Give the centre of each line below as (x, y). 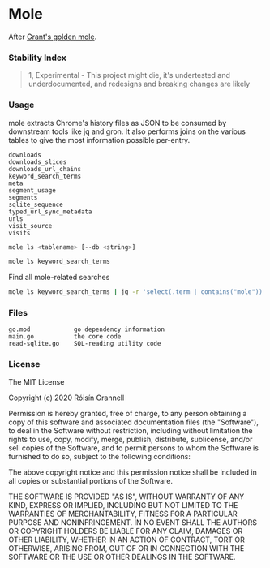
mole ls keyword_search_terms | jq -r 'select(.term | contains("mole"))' (137, 292)
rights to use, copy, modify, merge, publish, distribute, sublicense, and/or (131, 439)
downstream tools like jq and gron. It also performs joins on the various (127, 131)
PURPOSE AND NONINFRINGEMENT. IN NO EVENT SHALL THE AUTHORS (133, 522)
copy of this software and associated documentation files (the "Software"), (134, 422)
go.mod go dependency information (86, 329)
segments (23, 197)
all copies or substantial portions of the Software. (90, 480)
